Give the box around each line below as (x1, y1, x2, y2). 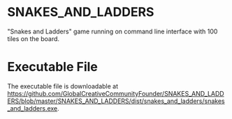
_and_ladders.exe (7, 104, 58, 112)
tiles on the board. (7, 34, 60, 42)
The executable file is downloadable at (7, 81, 119, 90)
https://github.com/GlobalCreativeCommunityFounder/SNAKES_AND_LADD (7, 89, 225, 97)
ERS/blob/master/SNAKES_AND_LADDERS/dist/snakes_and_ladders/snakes (7, 97, 225, 105)
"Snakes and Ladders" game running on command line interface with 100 (7, 27, 218, 35)
